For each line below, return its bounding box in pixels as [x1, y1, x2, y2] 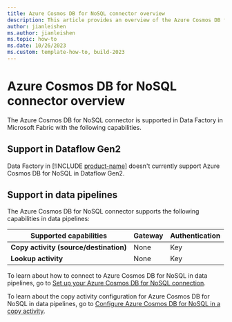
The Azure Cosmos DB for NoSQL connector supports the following [7, 207, 200, 216]
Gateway [133, 231, 164, 240]
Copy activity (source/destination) [10, 243, 127, 252]
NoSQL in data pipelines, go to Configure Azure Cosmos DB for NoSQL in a [7, 300, 221, 308]
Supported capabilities [30, 231, 107, 240]
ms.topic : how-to [7, 36, 57, 43]
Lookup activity [10, 254, 64, 263]
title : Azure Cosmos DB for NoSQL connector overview [7, 10, 166, 17]
